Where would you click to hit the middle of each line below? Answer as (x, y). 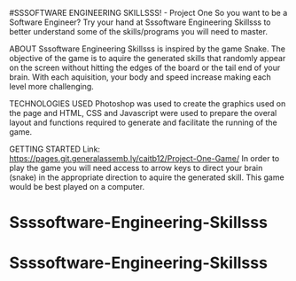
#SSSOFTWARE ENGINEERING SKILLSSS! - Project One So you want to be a (148, 13)
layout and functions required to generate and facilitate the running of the (143, 122)
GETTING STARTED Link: (55, 149)
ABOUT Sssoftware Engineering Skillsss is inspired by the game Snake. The (148, 49)
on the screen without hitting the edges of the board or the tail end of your (145, 67)
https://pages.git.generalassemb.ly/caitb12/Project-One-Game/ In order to (144, 158)
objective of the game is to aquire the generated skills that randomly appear (148, 58)
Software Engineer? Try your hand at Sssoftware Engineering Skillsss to (140, 22)
